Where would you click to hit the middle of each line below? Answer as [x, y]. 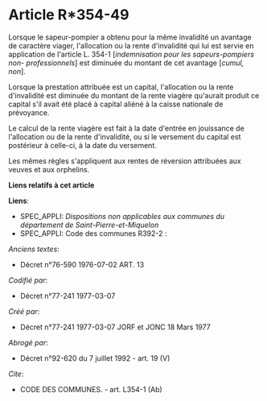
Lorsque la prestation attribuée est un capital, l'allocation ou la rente [121, 87]
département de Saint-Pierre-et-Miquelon [89, 225]
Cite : [16, 374]
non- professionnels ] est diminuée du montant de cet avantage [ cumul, [126, 63]
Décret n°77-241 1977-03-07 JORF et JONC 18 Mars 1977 [115, 327]
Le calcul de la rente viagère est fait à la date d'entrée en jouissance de [127, 128]
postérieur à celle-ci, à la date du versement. [82, 145]
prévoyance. [29, 112]
